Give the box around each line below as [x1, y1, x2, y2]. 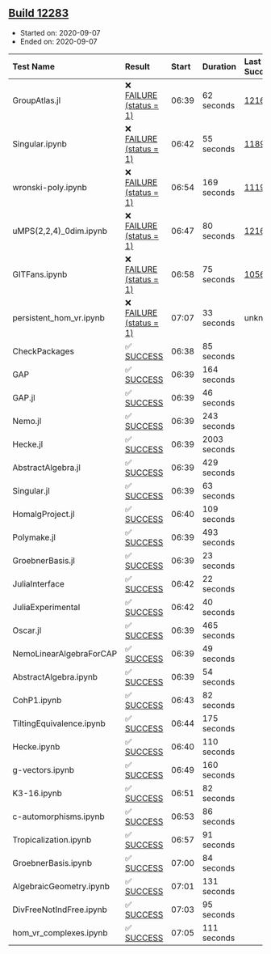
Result [124, 61, 151, 72]
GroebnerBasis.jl [12, 554, 75, 566]
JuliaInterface [12, 578, 65, 589]
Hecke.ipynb [12, 740, 60, 752]
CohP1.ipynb [12, 694, 62, 706]
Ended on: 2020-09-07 [19, 36, 98, 46]
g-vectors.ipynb [12, 764, 75, 775]
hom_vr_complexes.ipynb [12, 926, 108, 938]
